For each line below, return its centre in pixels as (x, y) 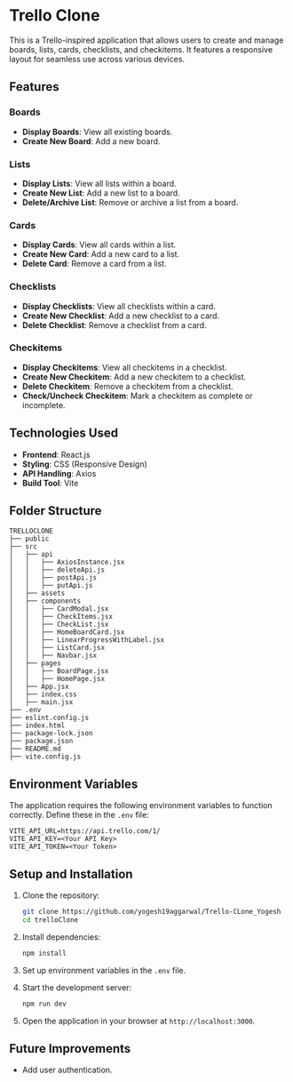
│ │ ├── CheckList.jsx (59, 625)
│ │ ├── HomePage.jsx (57, 679)
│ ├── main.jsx (41, 702)
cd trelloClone (50, 920)
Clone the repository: (61, 895)
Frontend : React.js (56, 454)
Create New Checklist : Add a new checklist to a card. (121, 316)
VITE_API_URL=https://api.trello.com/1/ (85, 831)
